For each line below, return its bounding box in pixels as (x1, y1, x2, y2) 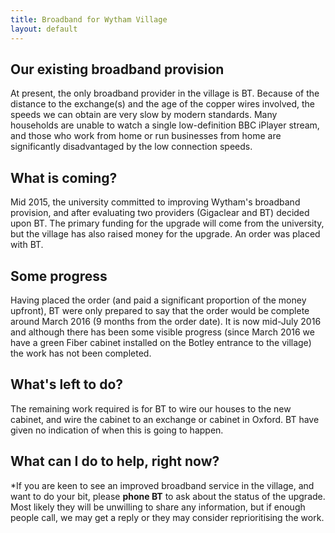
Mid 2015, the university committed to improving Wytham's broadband (10, 196, 301, 208)
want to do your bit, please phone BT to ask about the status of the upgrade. (10, 490, 326, 502)
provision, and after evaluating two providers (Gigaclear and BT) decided (10, 207, 310, 219)
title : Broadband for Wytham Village (10, 14, 168, 25)
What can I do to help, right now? (10, 453, 220, 470)
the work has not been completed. (10, 347, 152, 359)
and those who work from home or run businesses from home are (10, 130, 282, 142)
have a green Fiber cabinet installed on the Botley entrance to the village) (10, 336, 312, 348)
